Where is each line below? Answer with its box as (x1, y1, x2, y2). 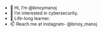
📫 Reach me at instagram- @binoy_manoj (10, 21, 97, 27)
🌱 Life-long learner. (10, 15, 50, 21)
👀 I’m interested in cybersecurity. (10, 10, 79, 16)
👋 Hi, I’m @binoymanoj (10, 5, 57, 10)
